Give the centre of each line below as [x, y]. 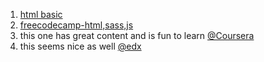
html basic [41, 14]
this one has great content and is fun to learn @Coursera [137, 35]
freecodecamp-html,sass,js [76, 25]
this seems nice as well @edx [80, 46]
